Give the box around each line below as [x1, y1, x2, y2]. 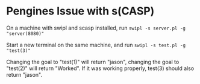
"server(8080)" [6, 30, 45, 37]
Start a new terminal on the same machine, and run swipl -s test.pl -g [6, 41, 186, 48]
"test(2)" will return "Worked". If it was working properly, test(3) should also [6, 65, 195, 72]
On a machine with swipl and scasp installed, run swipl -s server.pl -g [6, 24, 186, 31]
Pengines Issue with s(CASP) [6, 4, 155, 18]
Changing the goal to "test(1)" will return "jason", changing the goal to [6, 58, 180, 65]
